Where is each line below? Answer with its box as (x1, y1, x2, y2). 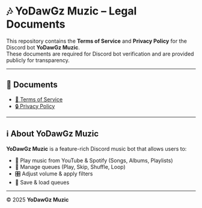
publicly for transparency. (6, 56, 70, 64)
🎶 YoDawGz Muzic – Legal (6, 4, 137, 18)
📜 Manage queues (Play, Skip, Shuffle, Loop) (14, 163, 126, 170)
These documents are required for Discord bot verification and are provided (6, 50, 194, 57)
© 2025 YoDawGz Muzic (6, 196, 69, 203)
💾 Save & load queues (14, 178, 70, 186)
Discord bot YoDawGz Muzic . (6, 43, 80, 51)
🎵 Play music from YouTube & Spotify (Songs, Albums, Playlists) (14, 157, 173, 164)
